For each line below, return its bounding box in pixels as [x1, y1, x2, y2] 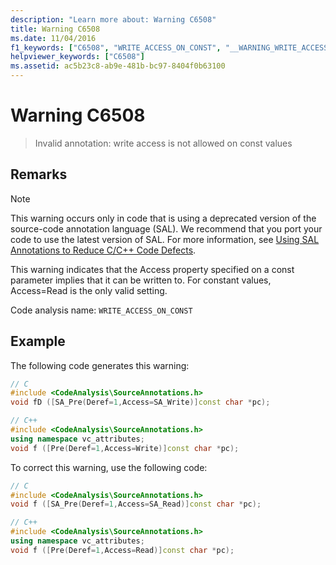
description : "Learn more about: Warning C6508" [10, 14, 217, 25]
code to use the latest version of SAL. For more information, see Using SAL [10, 233, 320, 245]
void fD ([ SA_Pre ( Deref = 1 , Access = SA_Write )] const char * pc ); [10, 397, 271, 408]
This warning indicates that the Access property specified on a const [10, 263, 295, 275]
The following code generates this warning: [10, 359, 190, 371]
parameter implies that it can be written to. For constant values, [10, 274, 272, 286]
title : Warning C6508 [10, 24, 101, 34]
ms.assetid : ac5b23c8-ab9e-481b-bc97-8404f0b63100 [10, 61, 226, 71]
